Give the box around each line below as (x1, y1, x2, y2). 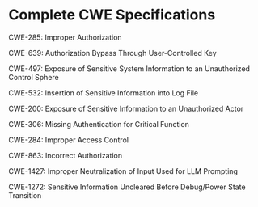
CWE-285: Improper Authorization (8, 32, 123, 42)
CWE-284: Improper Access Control (8, 135, 129, 145)
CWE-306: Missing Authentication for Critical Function (8, 119, 190, 129)
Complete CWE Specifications (8, 6, 216, 24)
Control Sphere (8, 72, 59, 82)
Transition (8, 190, 42, 200)
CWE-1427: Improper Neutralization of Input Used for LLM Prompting (8, 166, 239, 175)
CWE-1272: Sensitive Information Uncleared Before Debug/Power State (8, 182, 246, 192)
